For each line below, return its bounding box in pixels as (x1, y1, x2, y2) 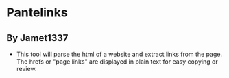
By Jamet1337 (6, 32, 69, 44)
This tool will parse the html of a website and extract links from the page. (16, 50, 223, 58)
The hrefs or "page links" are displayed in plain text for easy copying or (16, 57, 218, 66)
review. (16, 65, 37, 73)
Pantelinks (6, 5, 68, 21)
